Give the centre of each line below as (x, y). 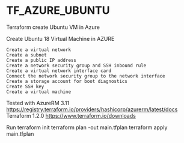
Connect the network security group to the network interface (86, 76)
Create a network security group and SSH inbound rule (76, 65)
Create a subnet (26, 55)
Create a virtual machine (38, 92)
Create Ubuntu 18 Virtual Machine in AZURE (60, 38)
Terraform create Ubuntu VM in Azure (53, 27)
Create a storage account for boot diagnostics (67, 81)
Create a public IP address (41, 60)
